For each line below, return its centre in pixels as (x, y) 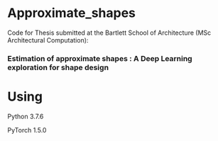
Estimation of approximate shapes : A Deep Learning (100, 58)
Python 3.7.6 (26, 116)
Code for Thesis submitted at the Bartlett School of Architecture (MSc (109, 33)
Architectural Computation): (48, 40)
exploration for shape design (58, 67)
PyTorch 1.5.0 (27, 130)
